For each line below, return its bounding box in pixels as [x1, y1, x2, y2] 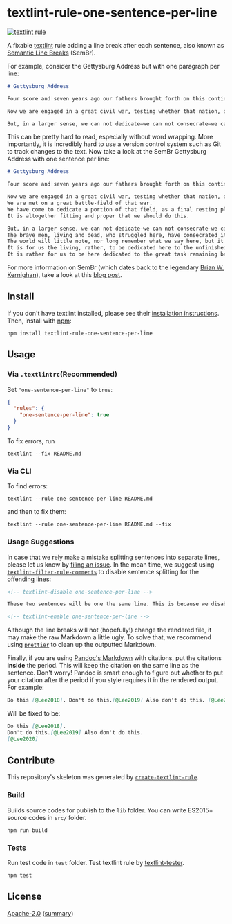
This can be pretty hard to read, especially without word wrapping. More [7, 133, 213, 141]
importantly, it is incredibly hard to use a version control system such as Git [7, 140, 221, 148]
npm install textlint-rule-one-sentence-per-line [7, 330, 153, 337]
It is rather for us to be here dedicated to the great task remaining [7, 251, 217, 258]
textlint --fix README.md [7, 450, 81, 457]
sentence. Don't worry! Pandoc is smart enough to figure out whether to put [7, 668, 223, 677]
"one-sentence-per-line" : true [19, 411, 110, 418]
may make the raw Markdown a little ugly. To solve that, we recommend [7, 633, 212, 641]
